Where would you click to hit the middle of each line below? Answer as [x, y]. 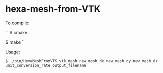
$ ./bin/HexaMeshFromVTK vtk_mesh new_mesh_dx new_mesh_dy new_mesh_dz [81, 61]
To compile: [17, 23]
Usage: [13, 52]
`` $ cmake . [18, 32]
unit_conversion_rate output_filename [46, 65]
